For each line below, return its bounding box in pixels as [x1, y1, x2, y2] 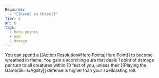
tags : [5, 25, 16, 30]
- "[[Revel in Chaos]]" [9, 12, 58, 16]
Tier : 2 [5, 16, 21, 21]
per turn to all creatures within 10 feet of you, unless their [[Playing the [5, 62, 147, 68]
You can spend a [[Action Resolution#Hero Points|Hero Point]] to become [5, 52, 153, 58]
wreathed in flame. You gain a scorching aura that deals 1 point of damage [5, 57, 155, 63]
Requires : [5, 7, 25, 12]
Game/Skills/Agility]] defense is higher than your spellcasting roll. [5, 67, 137, 73]
